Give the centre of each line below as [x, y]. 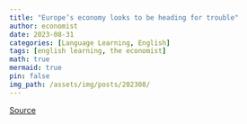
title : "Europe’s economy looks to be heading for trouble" [124, 18]
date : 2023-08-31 [42, 34]
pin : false [30, 76]
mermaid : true [36, 68]
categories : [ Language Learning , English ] [90, 43]
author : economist [44, 26]
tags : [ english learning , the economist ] [88, 51]
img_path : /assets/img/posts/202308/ [80, 84]
